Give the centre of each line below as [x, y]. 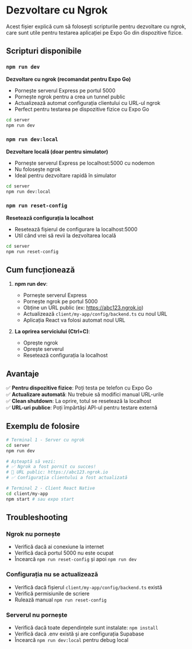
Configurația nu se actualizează [52, 575]
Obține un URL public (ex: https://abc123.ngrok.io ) [83, 308]
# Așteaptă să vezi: [31, 461]
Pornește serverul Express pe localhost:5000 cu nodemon [84, 163]
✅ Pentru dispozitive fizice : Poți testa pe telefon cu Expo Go [79, 388]
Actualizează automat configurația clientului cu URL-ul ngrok [87, 103]
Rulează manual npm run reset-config [60, 600]
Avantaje [23, 373]
